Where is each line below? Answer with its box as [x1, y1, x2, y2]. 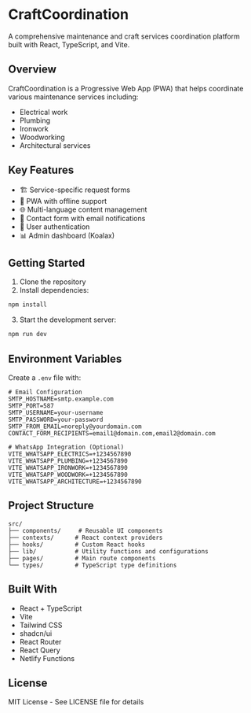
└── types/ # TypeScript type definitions [8, 561, 177, 569]
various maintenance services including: [8, 92, 139, 102]
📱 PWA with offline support [19, 196, 107, 205]
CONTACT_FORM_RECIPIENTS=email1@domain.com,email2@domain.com [8, 429, 216, 438]
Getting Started [8, 256, 85, 269]
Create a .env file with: [8, 372, 82, 382]
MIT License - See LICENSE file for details [8, 697, 144, 707]
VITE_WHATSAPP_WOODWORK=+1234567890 [8, 471, 128, 478]
